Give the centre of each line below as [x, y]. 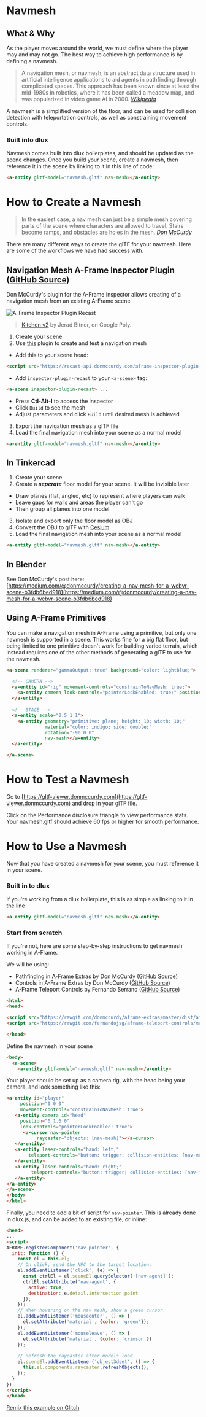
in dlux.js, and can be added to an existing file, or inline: [77, 1219]
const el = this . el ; [44, 1259]
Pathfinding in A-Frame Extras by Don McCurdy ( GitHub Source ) [96, 976]
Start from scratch [34, 933]
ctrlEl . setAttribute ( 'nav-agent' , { [69, 1282]
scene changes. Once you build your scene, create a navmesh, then [92, 160]
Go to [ [15, 797]
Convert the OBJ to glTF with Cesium [62, 527]
